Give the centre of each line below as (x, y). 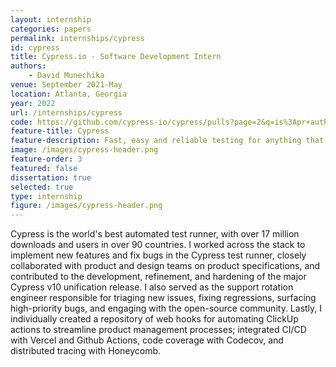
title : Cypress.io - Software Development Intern (116, 57)
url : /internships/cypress (66, 112)
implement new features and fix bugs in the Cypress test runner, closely (158, 255)
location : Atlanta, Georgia (69, 94)
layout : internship (51, 19)
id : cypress (35, 47)
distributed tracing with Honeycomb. (86, 351)
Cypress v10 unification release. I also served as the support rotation (152, 287)
